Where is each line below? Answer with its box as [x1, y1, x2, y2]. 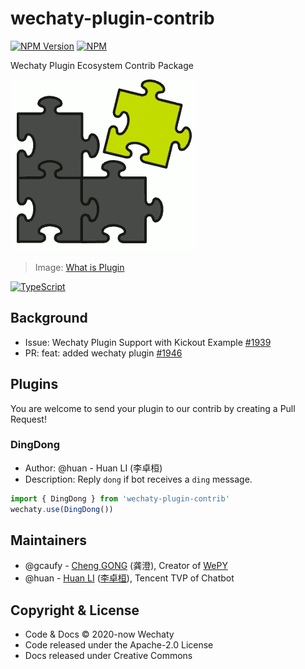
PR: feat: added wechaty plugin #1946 [24, 347, 183, 359]
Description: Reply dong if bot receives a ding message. [24, 473, 253, 485]
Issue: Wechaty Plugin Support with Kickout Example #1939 [24, 336, 272, 348]
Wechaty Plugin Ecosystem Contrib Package [10, 59, 194, 71]
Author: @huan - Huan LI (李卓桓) [24, 462, 163, 474]
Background [10, 310, 88, 327]
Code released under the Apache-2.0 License [24, 639, 214, 651]
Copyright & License [10, 602, 140, 619]
